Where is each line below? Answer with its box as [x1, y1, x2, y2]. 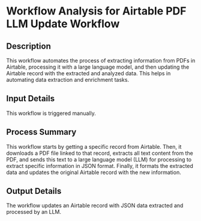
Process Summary [6, 127, 77, 137]
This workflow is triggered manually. [6, 110, 96, 117]
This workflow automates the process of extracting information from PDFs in [6, 57, 196, 64]
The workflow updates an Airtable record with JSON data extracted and [6, 202, 184, 209]
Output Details [6, 186, 62, 196]
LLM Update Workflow [6, 17, 120, 31]
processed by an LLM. [6, 208, 62, 216]
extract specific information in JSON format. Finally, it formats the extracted [6, 162, 194, 169]
